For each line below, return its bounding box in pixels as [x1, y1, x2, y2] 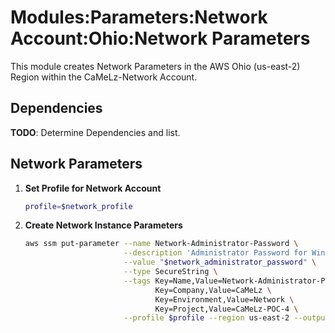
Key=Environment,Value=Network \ [154, 294, 295, 305]
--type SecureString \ [123, 267, 218, 277]
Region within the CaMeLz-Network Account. [10, 71, 198, 83]
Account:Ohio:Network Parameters [10, 27, 311, 50]
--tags [123, 276, 152, 286]
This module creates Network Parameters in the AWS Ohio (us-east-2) [10, 60, 301, 72]
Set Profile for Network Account [24, 182, 162, 194]
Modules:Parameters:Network [10, 6, 268, 29]
